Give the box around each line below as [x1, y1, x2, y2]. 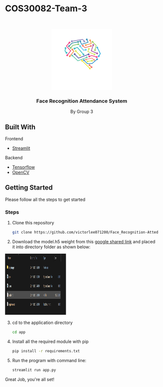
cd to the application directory [12, 320, 73, 325]
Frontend [5, 136, 23, 142]
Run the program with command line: [12, 357, 87, 363]
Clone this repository [12, 220, 54, 226]
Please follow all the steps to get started [5, 196, 86, 202]
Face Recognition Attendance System [36, 97, 127, 104]
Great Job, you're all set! [5, 376, 54, 382]
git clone [12, 230, 33, 235]
